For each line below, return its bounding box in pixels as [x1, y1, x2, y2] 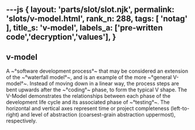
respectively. [6, 117, 37, 125]
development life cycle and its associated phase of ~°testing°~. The [6, 99, 170, 106]
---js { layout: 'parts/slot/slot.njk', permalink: [6, 5, 175, 15]
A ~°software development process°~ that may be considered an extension [6, 67, 189, 75]
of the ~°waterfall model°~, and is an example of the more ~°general [6, 74, 172, 81]
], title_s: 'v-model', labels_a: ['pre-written [6, 23, 163, 33]
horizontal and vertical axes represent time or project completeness [6, 105, 170, 112]
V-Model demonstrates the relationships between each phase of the [6, 93, 171, 100]
